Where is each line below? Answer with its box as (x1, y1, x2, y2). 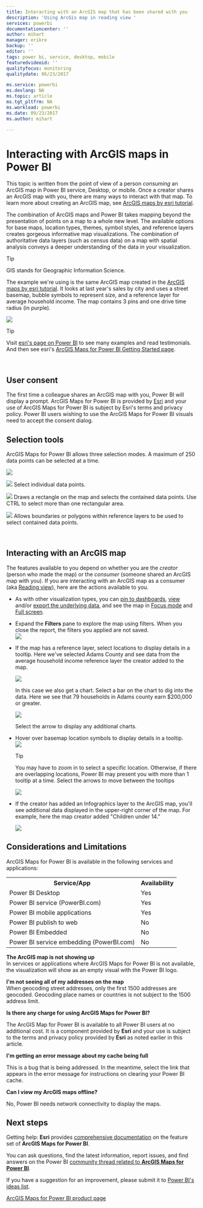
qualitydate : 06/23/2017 (6, 71, 69, 77)
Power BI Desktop (9, 888, 60, 897)
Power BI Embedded (9, 928, 68, 936)
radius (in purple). (6, 304, 51, 312)
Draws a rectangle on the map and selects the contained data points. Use (13, 493, 197, 500)
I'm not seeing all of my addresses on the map (6, 978, 124, 985)
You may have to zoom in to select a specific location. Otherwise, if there (14, 763, 197, 771)
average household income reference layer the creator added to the (14, 657, 184, 664)
